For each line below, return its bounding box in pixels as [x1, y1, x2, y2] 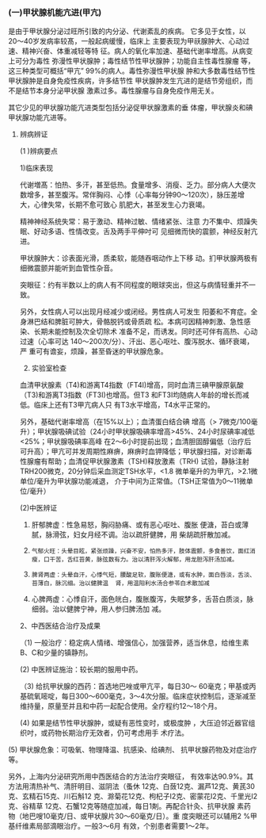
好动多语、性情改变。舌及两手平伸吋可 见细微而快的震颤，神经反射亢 [33, 227, 258, 236]
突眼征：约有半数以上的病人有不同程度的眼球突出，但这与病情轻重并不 [19, 280, 249, 290]
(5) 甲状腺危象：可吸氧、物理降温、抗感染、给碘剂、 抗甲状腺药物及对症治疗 [8, 745, 257, 755]
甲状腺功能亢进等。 [8, 113, 71, 122]
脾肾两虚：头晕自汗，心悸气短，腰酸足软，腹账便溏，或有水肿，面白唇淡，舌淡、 [31, 571, 256, 580]
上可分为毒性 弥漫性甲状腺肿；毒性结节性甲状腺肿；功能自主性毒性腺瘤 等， [8, 56, 255, 66]
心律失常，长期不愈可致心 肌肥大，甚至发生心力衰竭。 [33, 200, 210, 209]
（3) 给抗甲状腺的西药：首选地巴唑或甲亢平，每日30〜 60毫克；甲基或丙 [19, 682, 256, 691]
